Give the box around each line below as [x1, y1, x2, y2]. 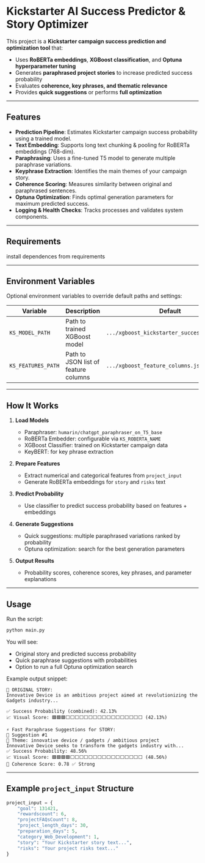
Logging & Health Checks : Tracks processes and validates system [15, 206, 184, 214]
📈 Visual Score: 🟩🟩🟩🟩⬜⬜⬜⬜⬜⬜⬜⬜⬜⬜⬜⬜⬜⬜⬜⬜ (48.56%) [6, 754, 168, 760]
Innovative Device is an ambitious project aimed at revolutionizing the [6, 692, 198, 698]
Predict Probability [15, 490, 64, 497]
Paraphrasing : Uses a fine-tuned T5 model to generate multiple [15, 154, 176, 162]
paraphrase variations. [15, 160, 72, 168]
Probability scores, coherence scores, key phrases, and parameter [24, 569, 192, 576]
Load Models [15, 416, 49, 424]
